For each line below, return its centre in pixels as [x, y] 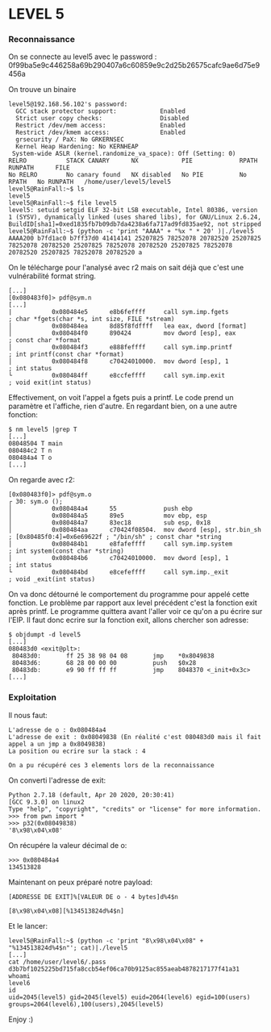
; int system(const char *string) [67, 551]
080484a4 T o [30, 458]
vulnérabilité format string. [52, 276]
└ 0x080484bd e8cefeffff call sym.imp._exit [119, 572]
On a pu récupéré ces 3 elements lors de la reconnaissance [112, 765]
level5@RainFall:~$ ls [46, 189]
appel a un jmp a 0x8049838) [57, 744]
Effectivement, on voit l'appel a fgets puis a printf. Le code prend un [121, 398]
